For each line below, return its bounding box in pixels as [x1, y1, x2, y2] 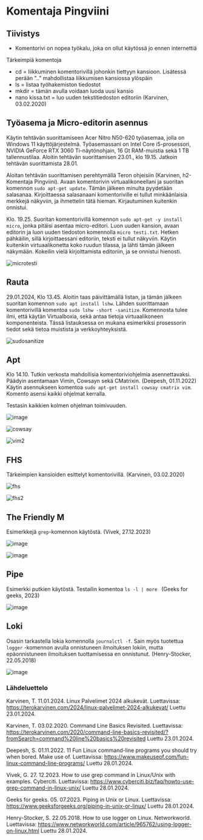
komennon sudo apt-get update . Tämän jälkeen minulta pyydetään [6, 184, 173, 192]
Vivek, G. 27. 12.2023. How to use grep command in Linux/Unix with [6, 771, 176, 778]
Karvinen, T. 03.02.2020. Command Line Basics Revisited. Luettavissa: [6, 722, 183, 729]
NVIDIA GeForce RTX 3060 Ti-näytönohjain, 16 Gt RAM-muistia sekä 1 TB [6, 147, 190, 154]
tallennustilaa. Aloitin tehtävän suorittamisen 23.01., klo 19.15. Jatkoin [6, 153, 178, 160]
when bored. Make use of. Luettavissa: [6, 753, 103, 760]
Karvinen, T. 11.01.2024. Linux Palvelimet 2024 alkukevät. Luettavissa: [6, 697, 181, 705]
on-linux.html [6, 827, 39, 834]
